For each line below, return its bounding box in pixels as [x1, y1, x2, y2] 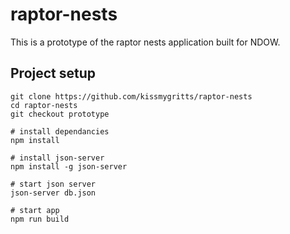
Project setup [10, 65, 97, 82]
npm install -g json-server [10, 161, 128, 172]
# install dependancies [10, 126, 110, 137]
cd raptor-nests [10, 100, 78, 110]
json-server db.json [10, 188, 97, 198]
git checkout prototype [10, 109, 110, 119]
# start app [10, 205, 60, 215]
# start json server [10, 179, 97, 189]
